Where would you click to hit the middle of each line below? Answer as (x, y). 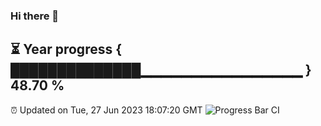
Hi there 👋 (35, 16)
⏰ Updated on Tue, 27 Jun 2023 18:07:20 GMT (106, 110)
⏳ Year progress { (66, 49)
